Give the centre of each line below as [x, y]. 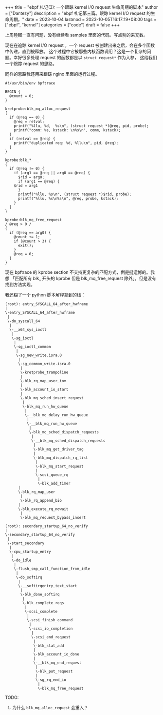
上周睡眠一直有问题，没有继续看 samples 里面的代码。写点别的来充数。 [76, 35]
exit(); [26, 245]
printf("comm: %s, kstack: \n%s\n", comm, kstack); [67, 130]
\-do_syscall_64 [24, 321]
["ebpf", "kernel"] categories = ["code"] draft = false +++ [63, 25]
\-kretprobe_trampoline [44, 372]
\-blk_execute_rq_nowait [43, 509]
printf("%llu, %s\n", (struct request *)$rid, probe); [75, 194]
